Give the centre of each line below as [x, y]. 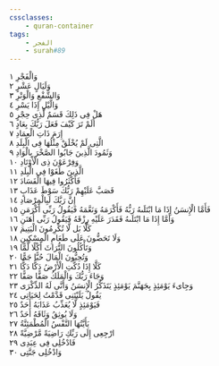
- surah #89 [46, 51]
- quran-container [59, 26]
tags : [19, 34]
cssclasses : [31, 17]
